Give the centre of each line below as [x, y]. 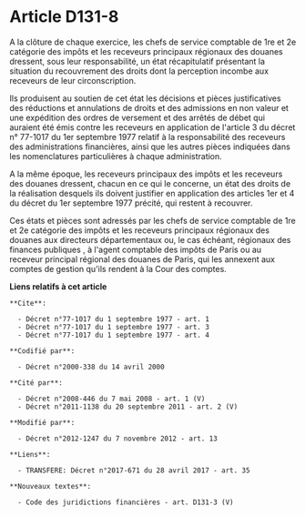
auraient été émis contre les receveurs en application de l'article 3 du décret [152, 127]
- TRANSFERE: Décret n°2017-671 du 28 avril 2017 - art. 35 [134, 470]
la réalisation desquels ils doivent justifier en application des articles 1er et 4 [152, 193]
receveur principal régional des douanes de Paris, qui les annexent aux [142, 259]
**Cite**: [28, 303]
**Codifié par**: [42, 351]
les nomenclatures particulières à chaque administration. [116, 156]
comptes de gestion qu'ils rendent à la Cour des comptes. [118, 268]
